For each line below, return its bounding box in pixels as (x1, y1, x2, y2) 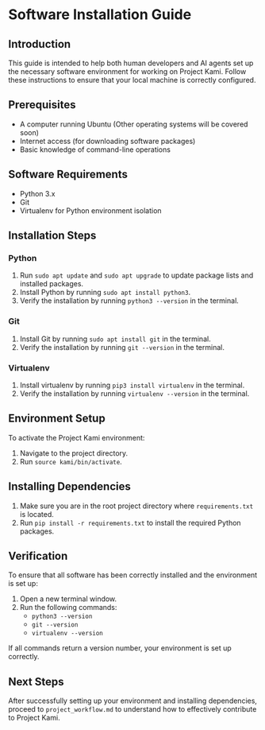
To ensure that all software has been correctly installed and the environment (8, 570, 258, 580)
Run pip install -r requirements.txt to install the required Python (19, 518, 241, 527)
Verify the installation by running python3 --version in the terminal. (19, 296, 240, 305)
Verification (8, 549, 68, 562)
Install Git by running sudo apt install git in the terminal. (19, 334, 212, 344)
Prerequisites (8, 98, 76, 112)
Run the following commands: (19, 603, 117, 612)
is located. (19, 509, 54, 518)
